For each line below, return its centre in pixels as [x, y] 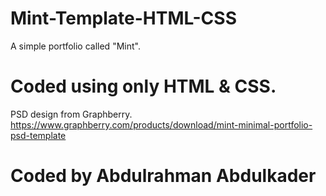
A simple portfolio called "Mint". [75, 46]
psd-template [38, 135]
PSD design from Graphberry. [71, 114]
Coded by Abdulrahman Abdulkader [163, 176]
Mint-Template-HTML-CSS [123, 18]
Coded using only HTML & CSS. [143, 86]
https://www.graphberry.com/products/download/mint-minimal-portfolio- [161, 124]
